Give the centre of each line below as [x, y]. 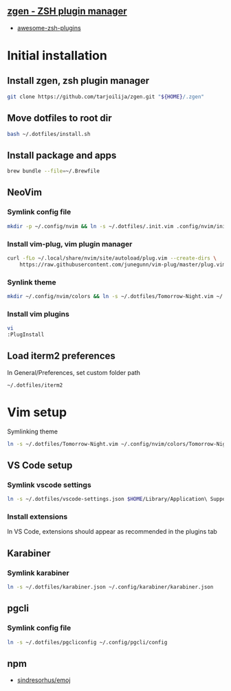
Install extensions [37, 517]
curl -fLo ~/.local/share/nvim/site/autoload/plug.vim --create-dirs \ [112, 258]
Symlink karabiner [38, 573]
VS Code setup [40, 465]
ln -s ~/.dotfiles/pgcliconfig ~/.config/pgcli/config [87, 642]
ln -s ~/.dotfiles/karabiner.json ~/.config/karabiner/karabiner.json [110, 587]
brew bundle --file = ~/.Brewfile [53, 171]
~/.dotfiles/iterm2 [35, 385]
